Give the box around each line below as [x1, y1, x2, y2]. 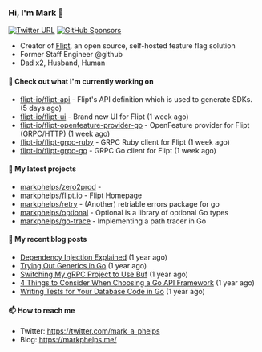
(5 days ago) [19, 103, 62, 113]
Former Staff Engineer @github [19, 50, 123, 59]
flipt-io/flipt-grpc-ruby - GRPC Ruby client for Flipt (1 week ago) [19, 137, 231, 147]
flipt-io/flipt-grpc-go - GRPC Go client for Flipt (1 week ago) [19, 145, 216, 155]
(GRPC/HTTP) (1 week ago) [19, 129, 111, 138]
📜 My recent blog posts [8, 235, 87, 244]
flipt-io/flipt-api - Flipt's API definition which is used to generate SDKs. [19, 94, 252, 104]
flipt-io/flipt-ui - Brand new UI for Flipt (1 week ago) [19, 112, 190, 121]
